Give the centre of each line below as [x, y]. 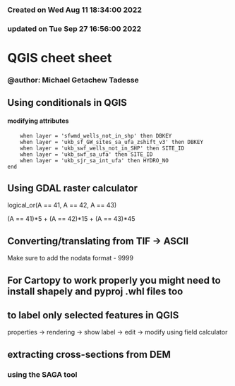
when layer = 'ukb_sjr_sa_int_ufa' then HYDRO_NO [95, 160]
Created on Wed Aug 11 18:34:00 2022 [75, 10]
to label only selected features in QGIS [93, 315]
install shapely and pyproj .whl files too [95, 291]
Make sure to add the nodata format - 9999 [71, 258]
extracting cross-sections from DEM [89, 354]
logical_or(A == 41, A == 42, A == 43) [62, 205]
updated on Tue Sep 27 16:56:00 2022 [74, 28]
